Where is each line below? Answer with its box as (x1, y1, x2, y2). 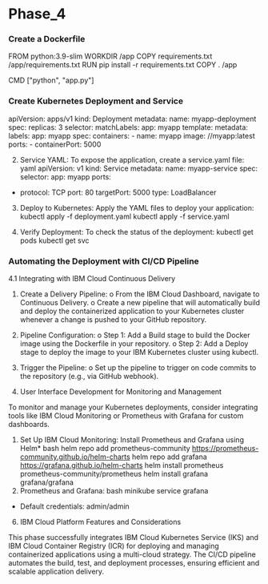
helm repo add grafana (131, 452, 208, 461)
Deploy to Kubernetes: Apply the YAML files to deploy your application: (19, 203, 254, 212)
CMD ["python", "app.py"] (8, 75, 94, 85)
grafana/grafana (19, 477, 74, 487)
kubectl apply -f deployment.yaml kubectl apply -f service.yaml (19, 211, 230, 221)
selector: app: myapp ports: (19, 171, 112, 181)
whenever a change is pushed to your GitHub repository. (19, 315, 207, 324)
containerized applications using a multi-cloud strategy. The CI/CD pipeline (8, 550, 256, 559)
